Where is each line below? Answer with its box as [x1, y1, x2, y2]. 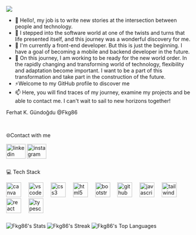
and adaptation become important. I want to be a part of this [14, 67, 163, 74]
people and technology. [14, 23, 73, 30]
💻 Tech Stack [6, 168, 40, 175]
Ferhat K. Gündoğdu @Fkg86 [6, 109, 78, 115]
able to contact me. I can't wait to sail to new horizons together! [14, 98, 171, 104]
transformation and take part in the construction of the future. [14, 73, 166, 80]
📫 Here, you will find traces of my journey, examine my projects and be [14, 89, 191, 96]
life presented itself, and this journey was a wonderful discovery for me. [14, 36, 191, 43]
